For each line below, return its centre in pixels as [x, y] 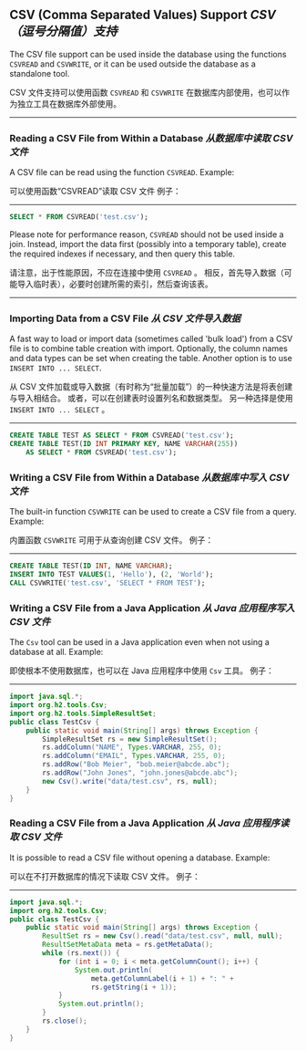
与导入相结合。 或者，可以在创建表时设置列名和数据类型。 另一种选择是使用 [151, 398]
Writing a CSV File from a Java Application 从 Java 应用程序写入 [152, 608]
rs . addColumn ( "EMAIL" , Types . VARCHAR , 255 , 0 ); [134, 756]
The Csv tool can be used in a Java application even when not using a [140, 642]
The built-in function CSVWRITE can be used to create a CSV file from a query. [153, 512]
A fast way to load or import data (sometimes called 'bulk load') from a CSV [151, 339]
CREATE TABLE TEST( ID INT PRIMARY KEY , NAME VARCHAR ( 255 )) [124, 444]
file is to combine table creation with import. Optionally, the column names [149, 349]
